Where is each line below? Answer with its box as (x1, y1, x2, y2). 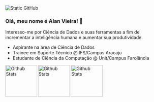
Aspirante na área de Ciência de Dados (12, 44, 95, 50)
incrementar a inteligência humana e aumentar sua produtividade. (5, 35, 143, 41)
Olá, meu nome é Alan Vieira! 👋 (5, 17, 83, 24)
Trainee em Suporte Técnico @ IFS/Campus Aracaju (12, 50, 122, 56)
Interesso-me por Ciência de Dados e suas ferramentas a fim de (5, 29, 140, 35)
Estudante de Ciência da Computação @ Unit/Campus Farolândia (12, 55, 149, 61)
